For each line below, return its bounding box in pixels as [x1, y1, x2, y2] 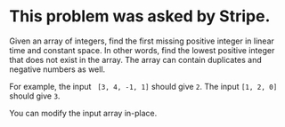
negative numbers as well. [9, 64, 106, 75]
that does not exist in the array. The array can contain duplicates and [9, 54, 263, 65]
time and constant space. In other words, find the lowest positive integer [9, 44, 275, 55]
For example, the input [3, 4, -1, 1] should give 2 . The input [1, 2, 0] [9, 81, 278, 91]
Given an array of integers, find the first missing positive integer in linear [9, 36, 274, 46]
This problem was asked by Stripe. [9, 6, 271, 27]
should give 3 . [9, 91, 61, 101]
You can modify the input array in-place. [9, 107, 158, 118]
